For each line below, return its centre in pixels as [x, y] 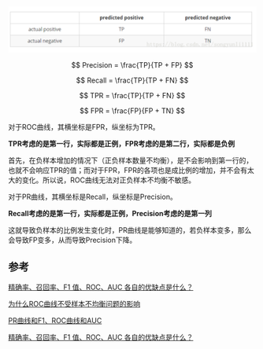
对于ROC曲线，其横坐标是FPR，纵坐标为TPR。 [84, 127]
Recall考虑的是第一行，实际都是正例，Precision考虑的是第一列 [110, 213]
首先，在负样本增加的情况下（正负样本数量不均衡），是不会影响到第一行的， [131, 160]
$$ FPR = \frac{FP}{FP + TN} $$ [132, 110]
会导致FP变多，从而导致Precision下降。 [72, 240]
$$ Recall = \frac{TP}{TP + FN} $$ [132, 80]
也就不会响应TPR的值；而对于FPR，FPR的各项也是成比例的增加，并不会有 [128, 170]
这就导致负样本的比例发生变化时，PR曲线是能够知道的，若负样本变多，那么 [130, 230]
